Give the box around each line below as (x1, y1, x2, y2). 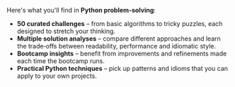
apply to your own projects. (16, 72, 97, 80)
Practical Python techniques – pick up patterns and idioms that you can (16, 65, 228, 72)
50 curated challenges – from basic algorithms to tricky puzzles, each (16, 20, 223, 27)
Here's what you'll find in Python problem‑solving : (6, 6, 156, 14)
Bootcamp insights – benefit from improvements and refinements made (16, 49, 227, 58)
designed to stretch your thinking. (16, 27, 116, 35)
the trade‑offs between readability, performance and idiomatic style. (16, 42, 217, 50)
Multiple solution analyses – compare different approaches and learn (16, 34, 221, 43)
